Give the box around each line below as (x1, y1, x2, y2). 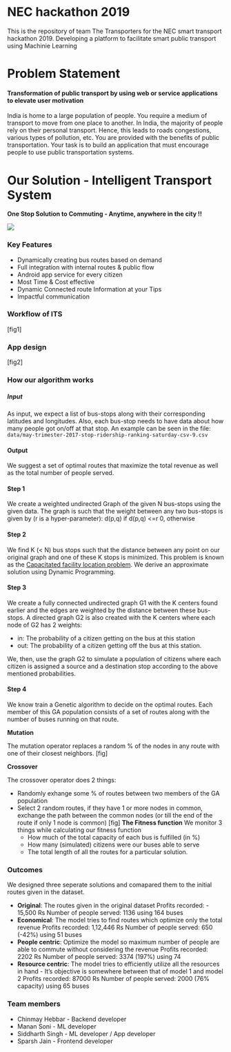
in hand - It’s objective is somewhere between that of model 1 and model (17, 967, 223, 975)
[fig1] (7, 325, 22, 333)
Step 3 (7, 583, 26, 591)
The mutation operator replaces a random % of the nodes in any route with (7, 742, 220, 750)
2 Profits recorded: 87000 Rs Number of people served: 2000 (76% (17, 975, 210, 983)
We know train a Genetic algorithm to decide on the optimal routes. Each (7, 700, 213, 709)
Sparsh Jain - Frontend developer (17, 1037, 114, 1045)
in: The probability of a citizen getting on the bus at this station (17, 634, 195, 642)
